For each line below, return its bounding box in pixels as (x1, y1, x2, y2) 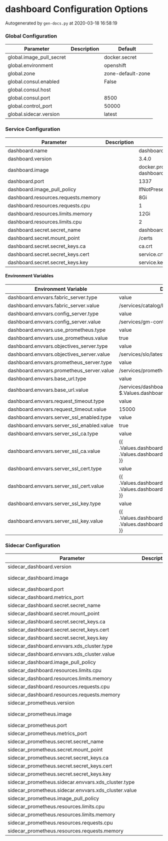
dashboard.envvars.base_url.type (7, 375, 86, 382)
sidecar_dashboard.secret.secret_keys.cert (7, 626, 109, 633)
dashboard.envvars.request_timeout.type (7, 397, 104, 404)
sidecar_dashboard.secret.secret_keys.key (7, 635, 108, 642)
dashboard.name (7, 147, 47, 154)
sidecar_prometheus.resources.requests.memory (7, 828, 124, 835)
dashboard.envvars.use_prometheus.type (7, 326, 106, 333)
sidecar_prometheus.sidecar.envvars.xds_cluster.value (7, 787, 137, 794)
